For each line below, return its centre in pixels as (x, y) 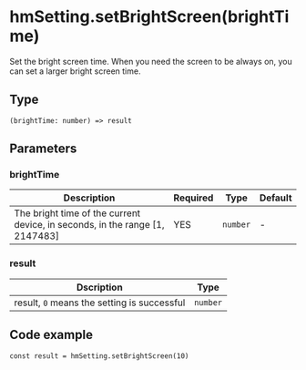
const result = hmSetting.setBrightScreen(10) (99, 356)
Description (89, 198)
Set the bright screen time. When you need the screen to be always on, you (151, 61)
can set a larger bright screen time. (75, 71)
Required (194, 198)
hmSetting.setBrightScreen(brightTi (149, 17)
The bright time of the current (77, 213)
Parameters (43, 149)
